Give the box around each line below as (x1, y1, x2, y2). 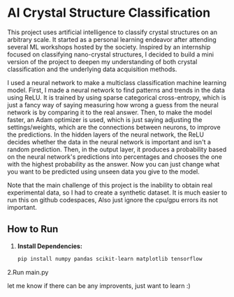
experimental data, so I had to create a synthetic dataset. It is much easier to (7, 188, 228, 197)
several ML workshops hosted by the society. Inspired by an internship (7, 43, 211, 51)
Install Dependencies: (17, 242, 82, 250)
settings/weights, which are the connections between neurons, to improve (7, 123, 221, 131)
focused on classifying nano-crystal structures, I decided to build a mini (7, 50, 214, 59)
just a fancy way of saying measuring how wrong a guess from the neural (7, 100, 219, 109)
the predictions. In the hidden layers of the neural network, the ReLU (7, 130, 205, 139)
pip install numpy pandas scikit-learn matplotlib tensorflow (17, 255, 203, 262)
